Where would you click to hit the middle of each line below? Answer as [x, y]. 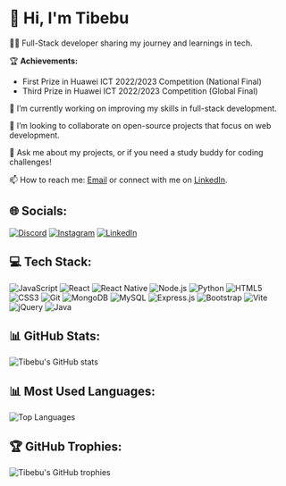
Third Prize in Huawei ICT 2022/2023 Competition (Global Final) [140, 91]
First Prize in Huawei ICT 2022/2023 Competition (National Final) [142, 81]
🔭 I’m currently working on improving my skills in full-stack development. [143, 108]
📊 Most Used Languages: [83, 391]
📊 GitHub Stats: [55, 335]
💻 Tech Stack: [50, 262]
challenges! [30, 162]
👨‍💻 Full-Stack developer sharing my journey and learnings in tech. [131, 43]
